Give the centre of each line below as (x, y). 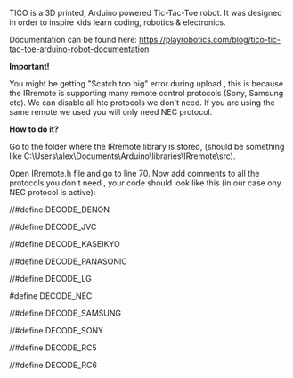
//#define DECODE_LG (50, 279)
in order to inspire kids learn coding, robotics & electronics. (118, 22)
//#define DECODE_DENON (59, 210)
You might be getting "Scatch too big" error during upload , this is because (146, 83)
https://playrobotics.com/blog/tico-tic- (210, 40)
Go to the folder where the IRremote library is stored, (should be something (147, 147)
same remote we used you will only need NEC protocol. (111, 112)
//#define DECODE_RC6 (53, 365)
